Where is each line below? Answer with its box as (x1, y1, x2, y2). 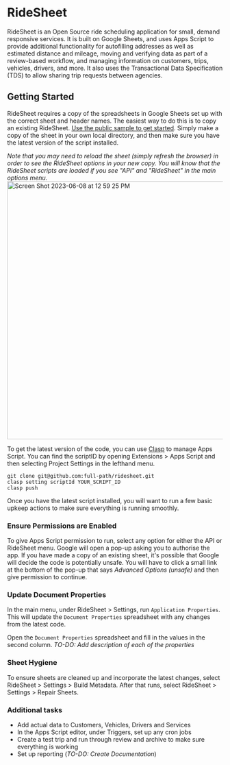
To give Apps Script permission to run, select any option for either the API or (7, 537, 222, 545)
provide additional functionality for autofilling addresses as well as (7, 42, 194, 50)
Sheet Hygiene (7, 658, 57, 668)
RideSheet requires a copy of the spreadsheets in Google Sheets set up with (7, 109, 222, 117)
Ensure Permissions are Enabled (7, 521, 117, 531)
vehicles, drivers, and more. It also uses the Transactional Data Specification (7, 64, 223, 72)
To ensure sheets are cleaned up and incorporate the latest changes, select (7, 673, 220, 681)
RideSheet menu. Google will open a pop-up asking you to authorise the (7, 544, 210, 552)
